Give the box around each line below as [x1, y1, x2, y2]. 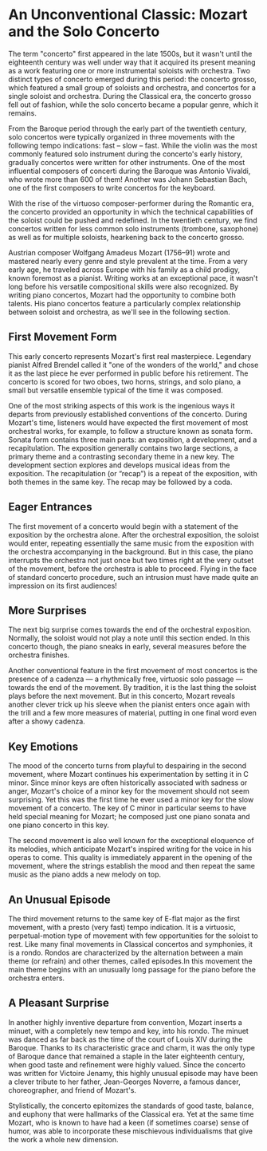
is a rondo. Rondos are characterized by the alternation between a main [8, 948, 243, 957]
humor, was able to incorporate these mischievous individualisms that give [8, 1126, 253, 1136]
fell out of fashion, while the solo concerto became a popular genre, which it [8, 100, 259, 109]
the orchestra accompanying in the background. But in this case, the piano [8, 546, 253, 556]
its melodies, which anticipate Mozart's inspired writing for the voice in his [8, 844, 253, 854]
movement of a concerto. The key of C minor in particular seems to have [8, 803, 247, 813]
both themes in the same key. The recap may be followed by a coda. [8, 477, 233, 487]
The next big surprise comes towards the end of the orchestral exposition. [8, 625, 253, 635]
